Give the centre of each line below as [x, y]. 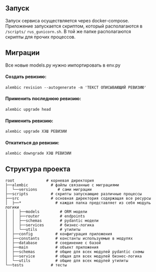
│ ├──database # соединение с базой [53, 243]
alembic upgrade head [28, 110]
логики [12, 207]
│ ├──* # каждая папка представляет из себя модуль [78, 203]
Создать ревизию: [26, 77]
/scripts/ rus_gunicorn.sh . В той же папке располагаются [68, 31]
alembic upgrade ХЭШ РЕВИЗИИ [36, 132]
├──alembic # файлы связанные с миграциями [62, 185]
